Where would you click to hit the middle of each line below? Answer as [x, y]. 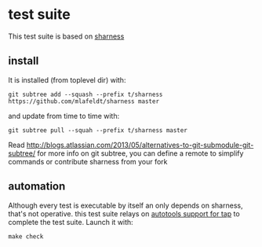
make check [26, 236]
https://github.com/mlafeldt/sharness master [84, 101]
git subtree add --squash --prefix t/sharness [86, 94]
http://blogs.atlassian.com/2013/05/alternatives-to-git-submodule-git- [140, 145]
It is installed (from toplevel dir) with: [67, 79]
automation [37, 186]
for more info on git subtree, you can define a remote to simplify [140, 153]
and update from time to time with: [64, 116]
